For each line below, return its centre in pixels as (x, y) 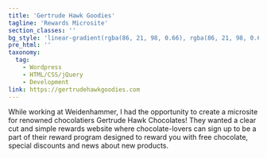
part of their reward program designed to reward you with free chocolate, (128, 137)
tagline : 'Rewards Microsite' (58, 23)
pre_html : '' (30, 45)
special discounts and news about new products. (89, 146)
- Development (46, 82)
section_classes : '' (43, 30)
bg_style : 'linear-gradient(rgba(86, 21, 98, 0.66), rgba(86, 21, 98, (128, 38)
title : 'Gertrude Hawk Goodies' (62, 15)
